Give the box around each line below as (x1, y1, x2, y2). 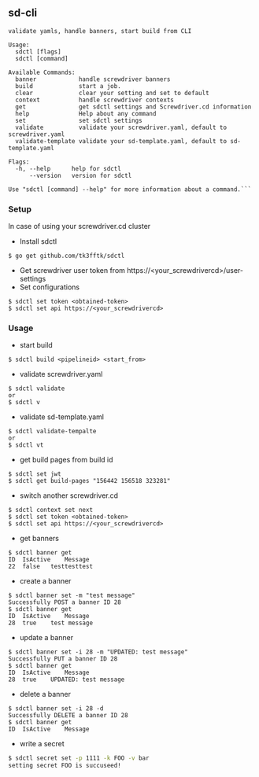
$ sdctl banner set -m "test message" (8, 591, 135, 600)
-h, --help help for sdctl (15, 164, 122, 172)
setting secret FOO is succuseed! (8, 762, 122, 770)
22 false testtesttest (8, 562, 93, 571)
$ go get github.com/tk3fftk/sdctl (8, 252, 125, 260)
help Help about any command (15, 109, 157, 117)
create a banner (19, 576, 72, 586)
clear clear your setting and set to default (15, 89, 210, 97)
